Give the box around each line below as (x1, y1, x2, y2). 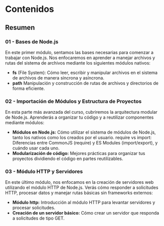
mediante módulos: (5, 120, 45, 126)
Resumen (5, 23, 35, 32)
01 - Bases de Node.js (5, 38, 58, 45)
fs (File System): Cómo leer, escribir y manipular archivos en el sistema (12, 70, 158, 75)
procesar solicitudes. (12, 205, 55, 211)
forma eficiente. (12, 85, 45, 91)
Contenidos (5, 3, 55, 15)
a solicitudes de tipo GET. (12, 215, 65, 222)
